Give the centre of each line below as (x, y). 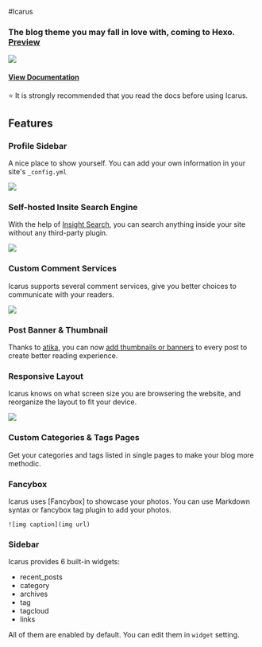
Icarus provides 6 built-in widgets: (64, 562)
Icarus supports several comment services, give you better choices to (122, 286)
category (35, 586)
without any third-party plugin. (58, 233)
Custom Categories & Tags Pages (74, 438)
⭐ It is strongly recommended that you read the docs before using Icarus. (128, 95)
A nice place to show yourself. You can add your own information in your (127, 163)
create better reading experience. (63, 356)
